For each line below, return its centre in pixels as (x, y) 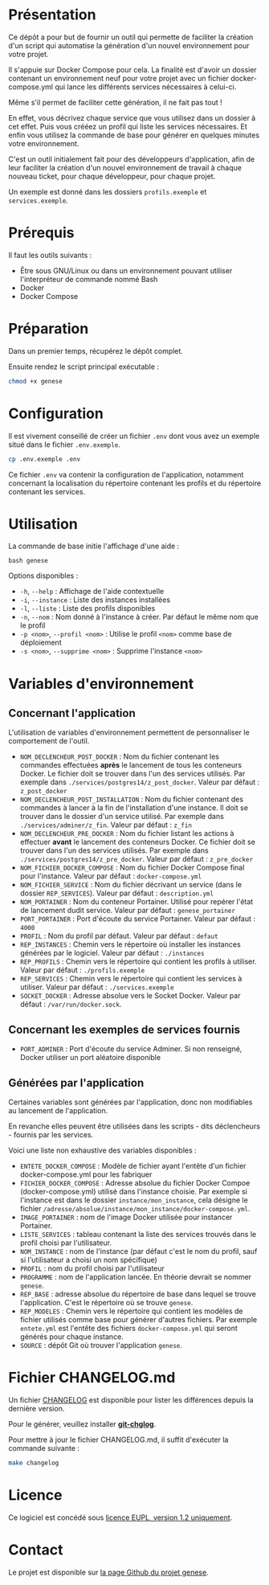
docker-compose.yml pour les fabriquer (86, 1174)
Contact (36, 1550)
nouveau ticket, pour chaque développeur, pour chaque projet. (112, 176)
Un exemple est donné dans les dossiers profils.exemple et (108, 191)
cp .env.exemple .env (45, 459)
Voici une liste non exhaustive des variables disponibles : (102, 1150)
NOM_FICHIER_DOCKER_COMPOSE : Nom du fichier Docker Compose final (132, 868)
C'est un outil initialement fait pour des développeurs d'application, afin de (132, 159)
